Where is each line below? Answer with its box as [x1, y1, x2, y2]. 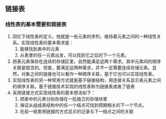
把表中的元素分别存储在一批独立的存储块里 [19, 95, 108, 101]
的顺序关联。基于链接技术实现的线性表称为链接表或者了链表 [12, 83, 135, 89]
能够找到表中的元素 [19, 45, 60, 51]
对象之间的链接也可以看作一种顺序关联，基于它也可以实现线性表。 [21, 70, 157, 76]
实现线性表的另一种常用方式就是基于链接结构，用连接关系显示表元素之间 [12, 77, 161, 83]
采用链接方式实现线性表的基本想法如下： [12, 89, 96, 95]
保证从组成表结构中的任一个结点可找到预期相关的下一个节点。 [19, 102, 147, 108]
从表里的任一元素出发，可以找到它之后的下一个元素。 [19, 52, 130, 58]
